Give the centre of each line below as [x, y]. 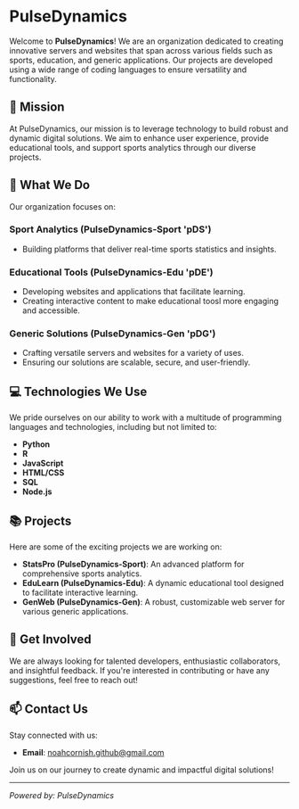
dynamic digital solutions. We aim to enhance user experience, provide [139, 138]
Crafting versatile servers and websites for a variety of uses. [133, 353]
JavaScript [43, 463]
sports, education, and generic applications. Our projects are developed [141, 60]
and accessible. [51, 310]
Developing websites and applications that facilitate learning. [134, 292]
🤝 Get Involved [50, 640]
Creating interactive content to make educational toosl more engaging [150, 301]
